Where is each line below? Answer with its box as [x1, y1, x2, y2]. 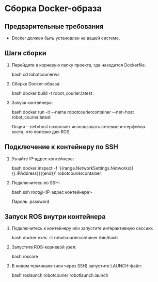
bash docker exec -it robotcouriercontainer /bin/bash [11, 235, 118, 241]
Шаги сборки [4, 49, 47, 57]
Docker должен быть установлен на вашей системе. [11, 35, 120, 41]
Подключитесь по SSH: [11, 180, 60, 185]
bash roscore [11, 253, 38, 260]
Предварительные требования [4, 22, 104, 31]
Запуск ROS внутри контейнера [4, 213, 106, 221]
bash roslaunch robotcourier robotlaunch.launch [11, 272, 109, 278]
